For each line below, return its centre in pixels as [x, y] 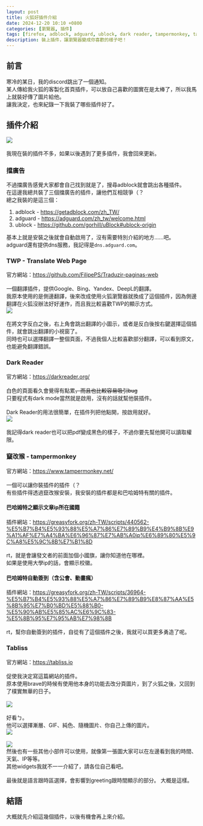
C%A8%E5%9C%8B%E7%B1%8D [50, 542]
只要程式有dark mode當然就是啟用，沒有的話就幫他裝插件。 [81, 398]
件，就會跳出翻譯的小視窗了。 [43, 331]
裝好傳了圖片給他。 [40, 97]
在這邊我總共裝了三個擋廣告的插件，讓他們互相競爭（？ [75, 192]
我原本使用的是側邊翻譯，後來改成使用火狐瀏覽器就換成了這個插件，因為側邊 [101, 296]
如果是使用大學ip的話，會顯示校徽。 [51, 563]
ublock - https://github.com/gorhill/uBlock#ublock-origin [85, 225]
